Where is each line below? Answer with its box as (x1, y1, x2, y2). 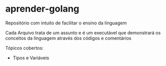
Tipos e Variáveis (12, 54, 50, 61)
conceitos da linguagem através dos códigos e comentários (5, 35, 132, 41)
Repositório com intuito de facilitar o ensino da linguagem (5, 20, 127, 26)
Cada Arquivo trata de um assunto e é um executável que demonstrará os (5, 29, 161, 36)
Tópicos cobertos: (5, 45, 44, 51)
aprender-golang (5, 3, 79, 15)
